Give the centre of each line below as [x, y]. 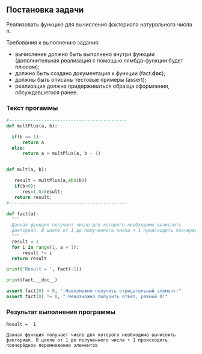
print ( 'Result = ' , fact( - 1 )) [44, 269]
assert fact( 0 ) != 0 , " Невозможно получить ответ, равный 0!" [87, 297]
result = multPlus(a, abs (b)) [50, 181]
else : [19, 148]
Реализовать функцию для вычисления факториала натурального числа [99, 24]
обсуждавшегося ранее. [46, 92]
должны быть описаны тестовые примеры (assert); [81, 79]
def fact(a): [23, 214]
